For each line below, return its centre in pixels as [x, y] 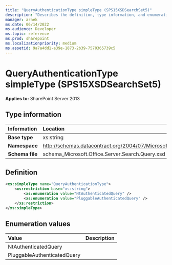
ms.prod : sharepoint [27, 39]
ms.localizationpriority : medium [41, 43]
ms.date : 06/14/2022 [27, 24]
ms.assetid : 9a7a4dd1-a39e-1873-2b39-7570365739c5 [60, 48]
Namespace [23, 146]
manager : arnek [21, 19]
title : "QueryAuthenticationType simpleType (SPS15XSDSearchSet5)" [79, 10]
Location [54, 129]
